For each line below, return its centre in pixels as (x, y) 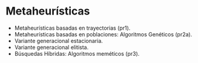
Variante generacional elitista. (51, 47)
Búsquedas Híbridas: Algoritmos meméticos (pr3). (77, 53)
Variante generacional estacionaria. (59, 41)
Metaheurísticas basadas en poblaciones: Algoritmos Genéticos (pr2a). (103, 34)
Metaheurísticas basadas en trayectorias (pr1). (72, 28)
